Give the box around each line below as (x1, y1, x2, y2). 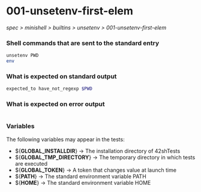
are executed (14, 160, 48, 167)
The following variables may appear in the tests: (6, 136, 125, 143)
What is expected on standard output (6, 72, 117, 80)
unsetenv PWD (6, 53, 39, 59)
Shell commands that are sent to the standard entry (6, 39, 160, 47)
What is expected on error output (6, 100, 105, 108)
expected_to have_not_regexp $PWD (6, 86, 93, 92)
